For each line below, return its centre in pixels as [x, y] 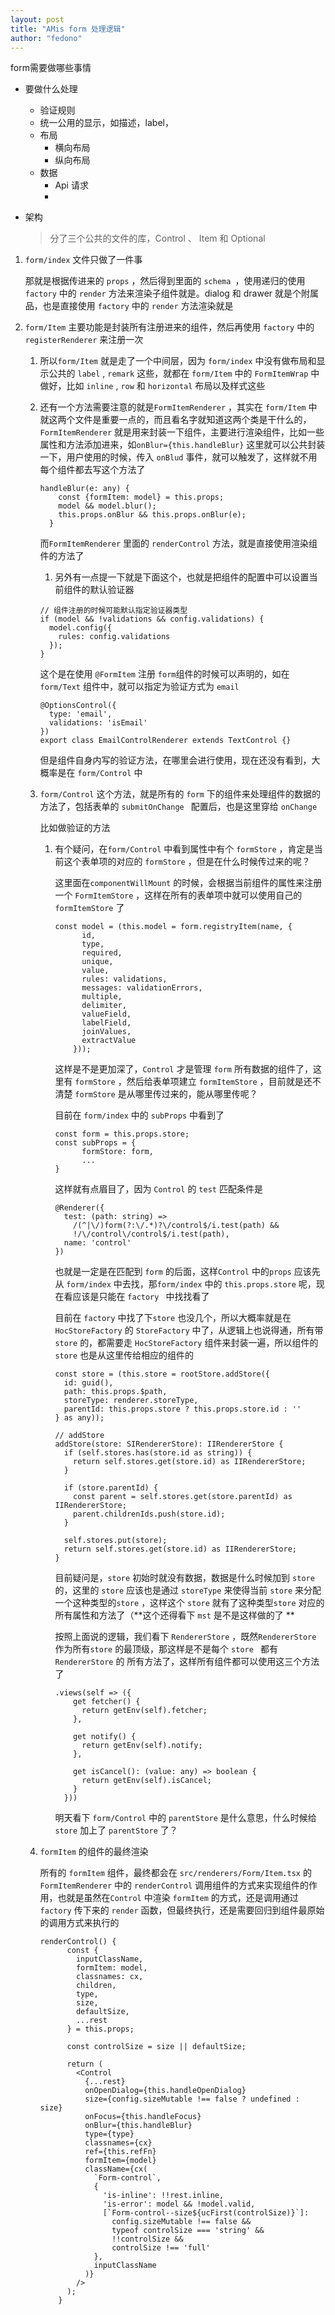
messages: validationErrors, [142, 988]
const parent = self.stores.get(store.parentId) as [183, 1497]
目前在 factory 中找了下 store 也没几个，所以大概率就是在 [173, 1318]
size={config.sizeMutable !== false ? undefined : [192, 2099]
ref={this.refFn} [120, 2152]
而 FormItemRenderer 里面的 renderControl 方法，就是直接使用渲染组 [178, 543]
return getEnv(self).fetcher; [144, 1711]
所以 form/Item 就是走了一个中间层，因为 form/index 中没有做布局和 [178, 361]
